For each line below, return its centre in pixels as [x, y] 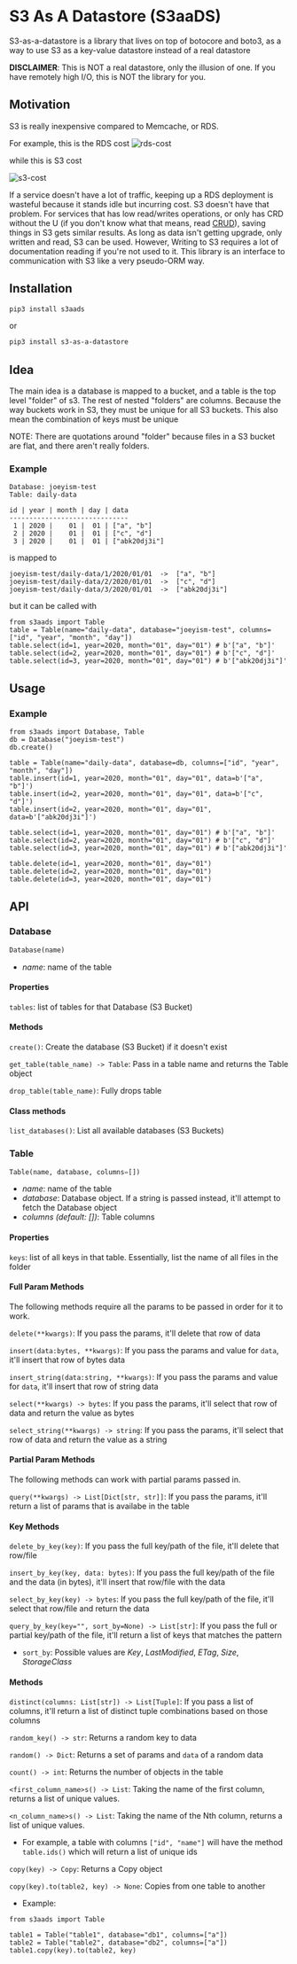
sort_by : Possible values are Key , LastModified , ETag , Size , [130, 1652]
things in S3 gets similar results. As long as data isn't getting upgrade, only [146, 232]
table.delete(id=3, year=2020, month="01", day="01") [111, 879]
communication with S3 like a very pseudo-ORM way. [107, 261]
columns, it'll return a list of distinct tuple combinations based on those [139, 1711]
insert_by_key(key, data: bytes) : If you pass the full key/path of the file [142, 1573]
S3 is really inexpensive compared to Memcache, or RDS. [114, 126]
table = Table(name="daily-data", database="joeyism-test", [123, 630]
